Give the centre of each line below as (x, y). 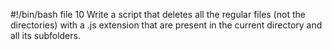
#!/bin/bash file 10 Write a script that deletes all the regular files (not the (158, 14)
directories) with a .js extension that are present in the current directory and (166, 25)
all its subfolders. (45, 35)
